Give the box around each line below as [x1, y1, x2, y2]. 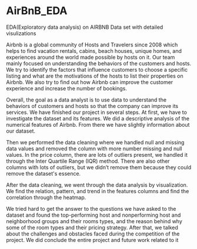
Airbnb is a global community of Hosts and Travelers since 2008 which [6, 41, 178, 48]
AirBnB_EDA [6, 4, 68, 18]
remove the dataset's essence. [6, 170, 81, 177]
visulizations [6, 29, 36, 36]
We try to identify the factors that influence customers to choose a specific [6, 66, 188, 73]
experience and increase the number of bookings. [6, 85, 128, 92]
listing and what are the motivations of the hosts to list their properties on [6, 72, 183, 79]
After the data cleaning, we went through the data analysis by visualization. [6, 181, 188, 189]
